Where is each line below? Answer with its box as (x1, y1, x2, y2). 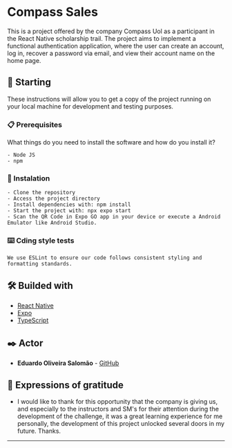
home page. (7, 56, 41, 64)
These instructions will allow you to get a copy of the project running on (7, 95, 211, 103)
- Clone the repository (7, 189, 76, 196)
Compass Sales (7, 4, 99, 20)
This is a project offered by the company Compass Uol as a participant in (7, 27, 215, 35)
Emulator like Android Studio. (7, 219, 97, 227)
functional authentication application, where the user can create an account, (7, 41, 224, 50)
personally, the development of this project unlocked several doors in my (17, 420, 225, 428)
